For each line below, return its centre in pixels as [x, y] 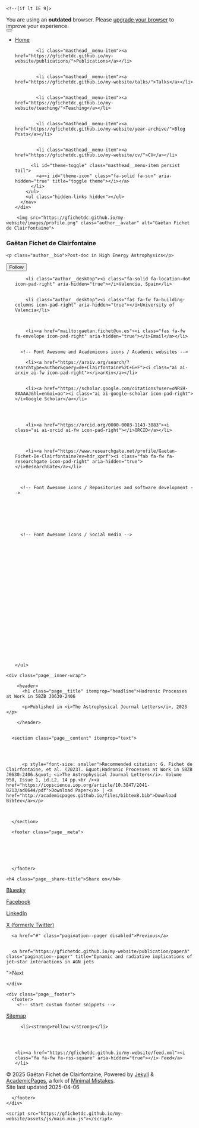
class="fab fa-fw [143, 456]
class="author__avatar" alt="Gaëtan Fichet [135, 223]
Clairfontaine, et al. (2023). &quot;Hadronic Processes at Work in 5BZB [99, 769]
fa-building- [169, 300]
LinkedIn [17, 913]
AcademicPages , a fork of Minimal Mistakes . [61, 1081]
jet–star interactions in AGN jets [50, 962]
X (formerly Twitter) [30, 925]
